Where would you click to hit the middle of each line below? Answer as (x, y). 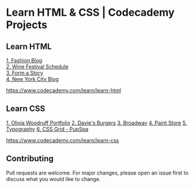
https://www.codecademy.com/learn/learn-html (64, 90)
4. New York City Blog (33, 79)
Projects (27, 25)
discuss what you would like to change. (53, 179)
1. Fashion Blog (24, 60)
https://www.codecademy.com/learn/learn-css (63, 140)
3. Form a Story (25, 73)
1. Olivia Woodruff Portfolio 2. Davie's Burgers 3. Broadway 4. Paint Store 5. (96, 123)
